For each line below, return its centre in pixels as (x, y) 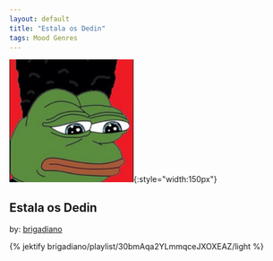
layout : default (39, 19)
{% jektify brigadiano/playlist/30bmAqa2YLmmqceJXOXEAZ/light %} (136, 247)
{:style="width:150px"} (175, 179)
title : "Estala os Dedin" (57, 28)
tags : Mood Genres (43, 38)
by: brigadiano (36, 230)
